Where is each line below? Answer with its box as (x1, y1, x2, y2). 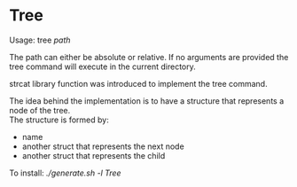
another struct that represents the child (21, 150, 166, 160)
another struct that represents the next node (21, 141, 184, 152)
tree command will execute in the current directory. (9, 61, 197, 72)
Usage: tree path (9, 35, 71, 45)
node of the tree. (9, 105, 71, 115)
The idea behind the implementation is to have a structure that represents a (9, 95, 285, 106)
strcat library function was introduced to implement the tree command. (9, 78, 268, 89)
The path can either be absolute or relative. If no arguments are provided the (9, 51, 289, 62)
